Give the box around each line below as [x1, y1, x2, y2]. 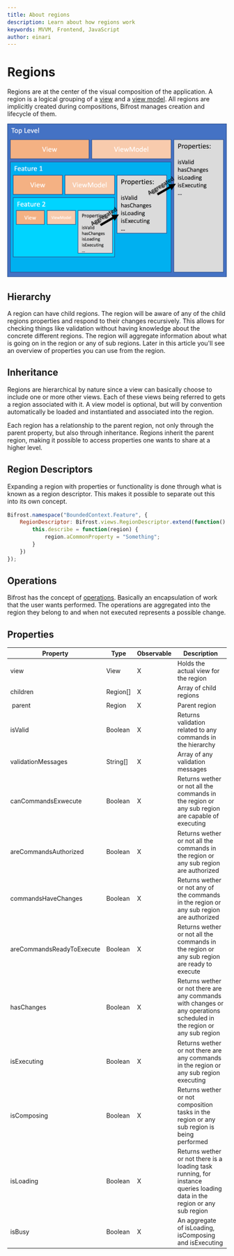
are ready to [177, 960, 212, 968]
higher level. [7, 443, 43, 452]
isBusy [10, 1227, 30, 1236]
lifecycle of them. [7, 110, 57, 118]
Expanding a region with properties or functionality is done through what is [7, 482, 222, 491]
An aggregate [177, 1216, 217, 1225]
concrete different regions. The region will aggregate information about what [7, 331, 227, 340]
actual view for [177, 667, 220, 675]
